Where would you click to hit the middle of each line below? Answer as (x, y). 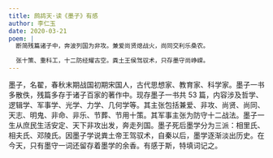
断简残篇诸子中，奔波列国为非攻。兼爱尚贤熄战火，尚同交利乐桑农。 (113, 46)
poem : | (22, 38)
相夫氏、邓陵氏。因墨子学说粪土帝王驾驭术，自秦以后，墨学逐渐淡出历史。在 (136, 135)
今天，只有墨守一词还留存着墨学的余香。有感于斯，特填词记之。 (115, 145)
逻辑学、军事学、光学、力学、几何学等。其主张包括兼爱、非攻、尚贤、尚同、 (136, 105)
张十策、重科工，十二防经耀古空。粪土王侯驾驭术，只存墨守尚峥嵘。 (113, 61)
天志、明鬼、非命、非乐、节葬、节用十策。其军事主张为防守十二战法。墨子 (133, 115)
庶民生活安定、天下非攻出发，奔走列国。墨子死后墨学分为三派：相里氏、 (143, 125)
